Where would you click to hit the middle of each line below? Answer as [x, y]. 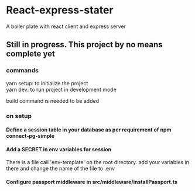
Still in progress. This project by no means [84, 45]
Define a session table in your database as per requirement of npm [89, 130]
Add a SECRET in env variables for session [59, 149]
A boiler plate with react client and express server [66, 26]
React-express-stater [60, 10]
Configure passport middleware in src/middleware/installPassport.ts [92, 182]
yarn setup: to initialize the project [47, 83]
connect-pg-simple [30, 136]
